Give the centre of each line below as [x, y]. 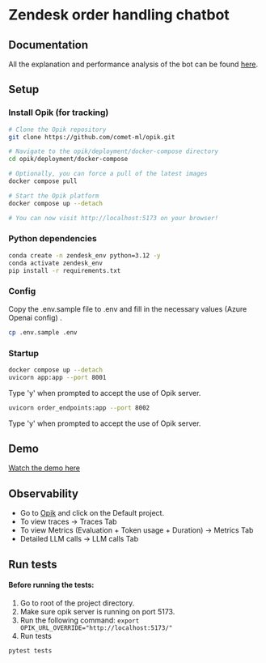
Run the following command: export [80, 620]
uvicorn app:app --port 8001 [57, 377]
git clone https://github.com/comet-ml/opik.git [92, 137]
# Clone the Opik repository [57, 130]
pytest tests [30, 650]
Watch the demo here [44, 468]
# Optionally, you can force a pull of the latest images [108, 174]
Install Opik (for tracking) [59, 113]
